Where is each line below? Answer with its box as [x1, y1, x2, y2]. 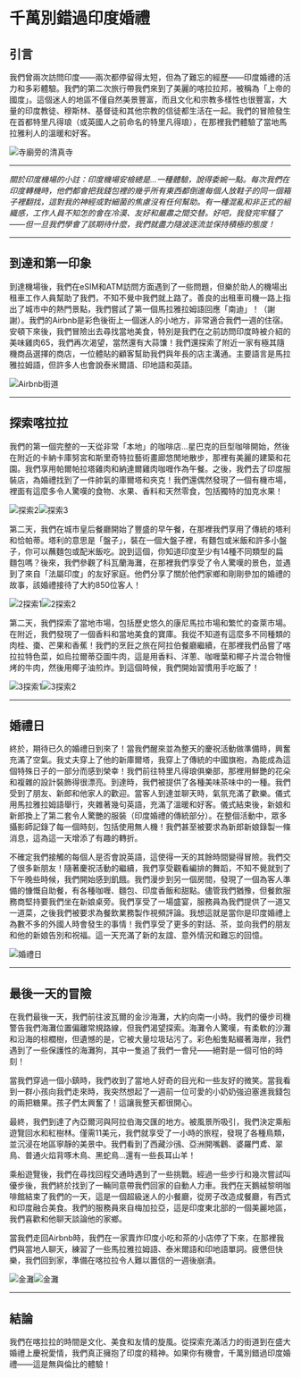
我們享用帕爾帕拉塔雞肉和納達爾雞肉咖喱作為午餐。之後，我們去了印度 [24, 463, 283, 474]
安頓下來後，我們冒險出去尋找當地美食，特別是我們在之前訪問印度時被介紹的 [9, 325, 291, 336]
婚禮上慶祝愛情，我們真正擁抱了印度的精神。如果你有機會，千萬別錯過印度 [9, 1348, 283, 1358]
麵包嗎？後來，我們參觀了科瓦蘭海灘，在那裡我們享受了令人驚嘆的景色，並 [9, 557, 283, 567]
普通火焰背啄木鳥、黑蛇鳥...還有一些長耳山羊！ [24, 1150, 196, 1161]
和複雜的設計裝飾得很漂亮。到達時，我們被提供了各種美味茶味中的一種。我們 [9, 777, 291, 787]
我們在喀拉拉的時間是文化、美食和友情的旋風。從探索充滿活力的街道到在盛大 [9, 1337, 291, 1348]
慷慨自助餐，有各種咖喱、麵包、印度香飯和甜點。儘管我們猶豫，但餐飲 [24, 886, 283, 896]
